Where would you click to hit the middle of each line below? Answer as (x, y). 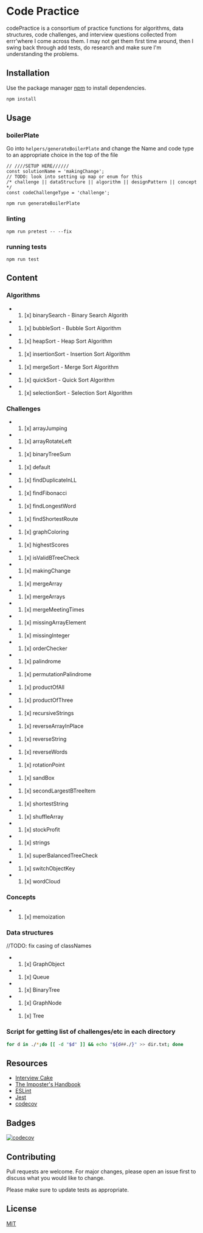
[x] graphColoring (46, 532)
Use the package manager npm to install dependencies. (76, 88)
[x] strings (37, 843)
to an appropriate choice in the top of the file (62, 155)
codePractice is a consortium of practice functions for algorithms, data (95, 28)
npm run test (23, 259)
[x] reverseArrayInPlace (54, 726)
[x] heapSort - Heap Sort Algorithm (68, 341)
